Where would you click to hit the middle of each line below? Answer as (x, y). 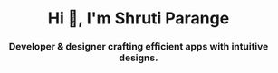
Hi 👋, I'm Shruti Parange (139, 18)
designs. (139, 58)
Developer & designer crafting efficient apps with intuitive (139, 47)
